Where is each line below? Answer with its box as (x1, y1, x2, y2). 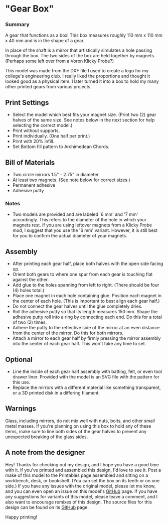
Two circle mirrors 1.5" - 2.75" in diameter (12, 172, 99, 178)
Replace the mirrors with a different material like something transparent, (12, 384, 161, 390)
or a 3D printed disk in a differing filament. (12, 390, 100, 396)
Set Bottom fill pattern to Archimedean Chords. (12, 144, 109, 150)
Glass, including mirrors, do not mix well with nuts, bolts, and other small (5, 418, 155, 424)
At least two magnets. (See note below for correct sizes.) (12, 177, 130, 183)
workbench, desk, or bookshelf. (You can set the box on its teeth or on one (5, 477, 160, 483)
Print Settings (5, 98, 49, 107)
